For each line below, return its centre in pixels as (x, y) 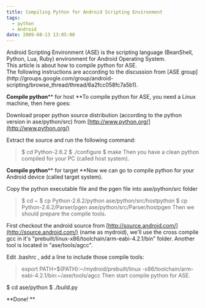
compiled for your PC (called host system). (75, 159)
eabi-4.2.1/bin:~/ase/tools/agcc (61, 275)
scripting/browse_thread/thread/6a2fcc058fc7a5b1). (72, 85)
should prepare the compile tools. (64, 214)
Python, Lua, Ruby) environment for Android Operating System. (86, 59)
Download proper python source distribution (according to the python (94, 115)
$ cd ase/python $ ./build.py (42, 287)
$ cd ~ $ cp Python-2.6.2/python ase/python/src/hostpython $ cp (104, 201)
